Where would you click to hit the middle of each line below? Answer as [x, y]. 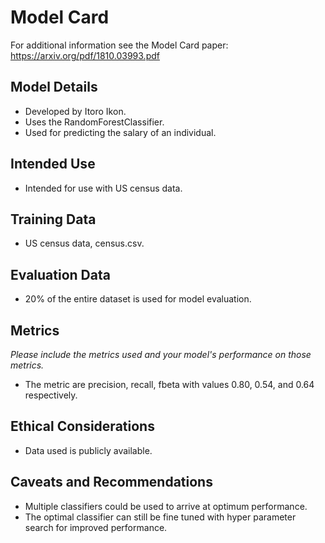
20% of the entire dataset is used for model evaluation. [138, 299]
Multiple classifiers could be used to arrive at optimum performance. [166, 506]
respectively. [51, 395]
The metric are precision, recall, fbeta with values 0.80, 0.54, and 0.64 [169, 384]
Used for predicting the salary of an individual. [120, 132]
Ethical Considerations [82, 426]
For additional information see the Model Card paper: [119, 45]
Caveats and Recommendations [111, 482]
